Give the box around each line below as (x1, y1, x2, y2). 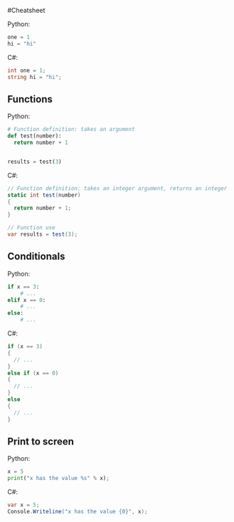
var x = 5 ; (7, 501, 40, 508)
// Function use (7, 224, 55, 231)
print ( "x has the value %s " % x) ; (7, 475, 110, 482)
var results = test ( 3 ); (7, 231, 78, 238)
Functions (7, 93, 53, 105)
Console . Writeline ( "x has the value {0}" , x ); (7, 508, 148, 515)
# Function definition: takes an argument (7, 126, 135, 133)
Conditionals (7, 251, 65, 263)
